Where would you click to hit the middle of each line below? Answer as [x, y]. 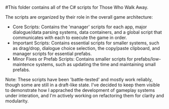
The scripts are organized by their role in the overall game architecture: [79, 17]
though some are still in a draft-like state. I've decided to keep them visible [83, 85]
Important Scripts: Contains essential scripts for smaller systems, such [86, 43]
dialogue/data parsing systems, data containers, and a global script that [87, 32]
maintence [23, 64]
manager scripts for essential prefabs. [52, 53]
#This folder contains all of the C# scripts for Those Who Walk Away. [77, 7]
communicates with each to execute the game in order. [70, 38]
